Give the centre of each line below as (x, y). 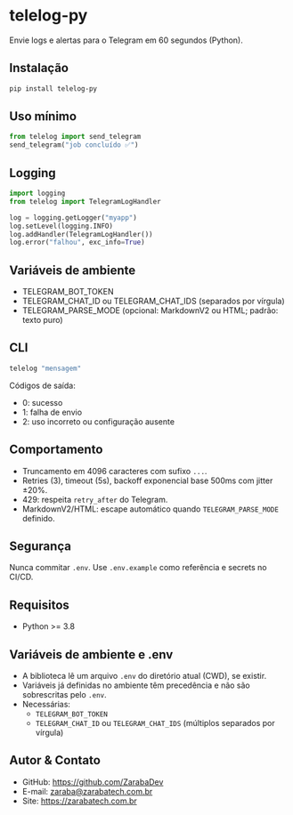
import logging (37, 193)
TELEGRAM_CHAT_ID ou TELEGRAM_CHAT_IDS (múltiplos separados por (155, 723)
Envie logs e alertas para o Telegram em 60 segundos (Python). (126, 40)
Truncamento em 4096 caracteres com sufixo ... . (114, 471)
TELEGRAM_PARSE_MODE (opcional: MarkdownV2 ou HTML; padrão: (150, 311)
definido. (38, 518)
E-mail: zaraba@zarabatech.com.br (87, 791)
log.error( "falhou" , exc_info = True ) (77, 242)
